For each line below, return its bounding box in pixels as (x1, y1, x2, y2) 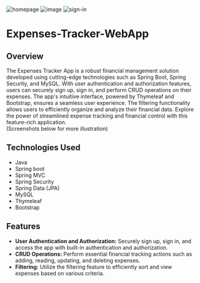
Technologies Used (6, 142, 80, 153)
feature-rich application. (6, 119, 66, 125)
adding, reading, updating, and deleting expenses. (15, 256, 141, 264)
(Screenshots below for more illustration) (6, 125, 108, 132)
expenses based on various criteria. (15, 270, 105, 277)
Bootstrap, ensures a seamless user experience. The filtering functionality (6, 99, 190, 106)
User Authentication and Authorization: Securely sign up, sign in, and (15, 237, 192, 245)
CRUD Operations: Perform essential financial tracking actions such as (15, 250, 192, 258)
